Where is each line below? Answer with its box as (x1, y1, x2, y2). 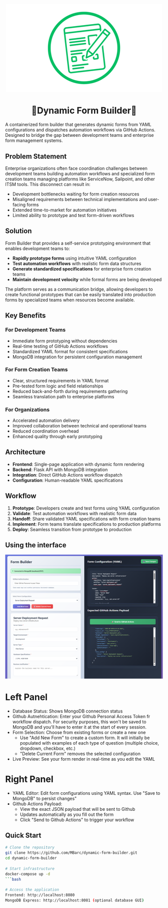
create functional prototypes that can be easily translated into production (5, 291, 156, 297)
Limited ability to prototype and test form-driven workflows (12, 212, 134, 218)
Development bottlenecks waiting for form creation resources (12, 191, 139, 197)
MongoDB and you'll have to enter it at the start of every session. (12, 724, 146, 730)
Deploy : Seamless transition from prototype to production (12, 526, 131, 532)
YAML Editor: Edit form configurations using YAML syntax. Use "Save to (12, 790, 160, 796)
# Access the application (5, 887, 59, 892)
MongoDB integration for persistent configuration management (12, 354, 142, 360)
